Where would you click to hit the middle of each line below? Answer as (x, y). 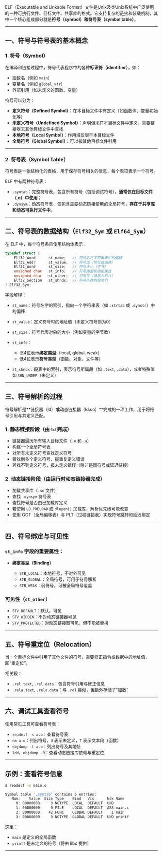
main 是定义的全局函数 (34, 837)
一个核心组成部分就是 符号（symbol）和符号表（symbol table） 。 (74, 19)
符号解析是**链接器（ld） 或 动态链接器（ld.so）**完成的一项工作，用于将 (78, 409)
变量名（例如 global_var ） (39, 84)
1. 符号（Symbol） (27, 56)
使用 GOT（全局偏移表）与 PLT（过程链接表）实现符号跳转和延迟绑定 (81, 515)
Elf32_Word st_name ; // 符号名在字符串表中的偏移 (68, 258)
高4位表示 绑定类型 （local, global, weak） (61, 353)
